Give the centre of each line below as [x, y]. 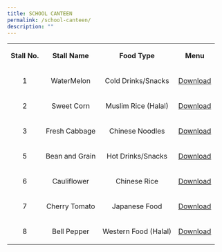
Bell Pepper [71, 231]
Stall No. [25, 56]
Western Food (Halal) [137, 231]
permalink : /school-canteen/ [49, 20]
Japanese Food [137, 206]
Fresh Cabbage [71, 131]
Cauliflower [71, 181]
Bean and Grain [71, 156]
